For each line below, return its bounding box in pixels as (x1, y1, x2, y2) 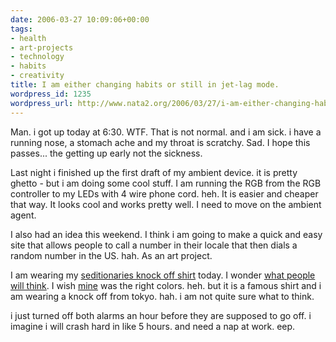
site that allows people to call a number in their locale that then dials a (10, 239, 298, 251)
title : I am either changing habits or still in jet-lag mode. (10, 80, 280, 90)
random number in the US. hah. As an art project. (10, 249, 213, 261)
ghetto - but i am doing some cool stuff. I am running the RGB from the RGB (10, 177, 322, 189)
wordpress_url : (10, 98, 74, 108)
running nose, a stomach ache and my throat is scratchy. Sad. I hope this (10, 136, 311, 148)
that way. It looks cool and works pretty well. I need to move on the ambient (10, 198, 322, 210)
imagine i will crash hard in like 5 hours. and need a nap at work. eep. (10, 320, 296, 332)
